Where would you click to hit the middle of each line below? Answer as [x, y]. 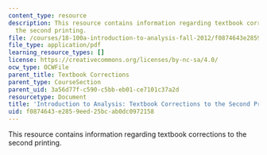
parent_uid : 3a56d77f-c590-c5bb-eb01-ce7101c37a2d [94, 89]
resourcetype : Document [48, 97]
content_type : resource [48, 15]
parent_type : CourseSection [55, 82]
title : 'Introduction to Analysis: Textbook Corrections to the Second [129, 104]
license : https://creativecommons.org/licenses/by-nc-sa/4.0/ [113, 60]
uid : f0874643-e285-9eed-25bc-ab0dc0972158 [81, 112]
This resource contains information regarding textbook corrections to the [128, 134]
